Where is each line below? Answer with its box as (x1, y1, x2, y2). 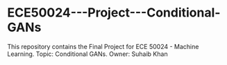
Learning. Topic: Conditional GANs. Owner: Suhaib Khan (7, 50, 168, 58)
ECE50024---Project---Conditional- (7, 5, 221, 21)
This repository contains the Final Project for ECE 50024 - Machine (7, 42, 199, 50)
